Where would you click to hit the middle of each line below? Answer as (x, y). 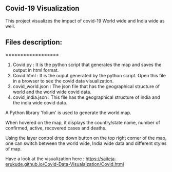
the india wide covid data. (40, 102)
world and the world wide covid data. (52, 92)
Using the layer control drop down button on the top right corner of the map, (86, 138)
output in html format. (36, 70)
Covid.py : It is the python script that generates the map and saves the (87, 64)
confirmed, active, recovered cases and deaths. (56, 128)
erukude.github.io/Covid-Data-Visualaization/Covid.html (65, 164)
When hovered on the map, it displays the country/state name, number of (83, 122)
